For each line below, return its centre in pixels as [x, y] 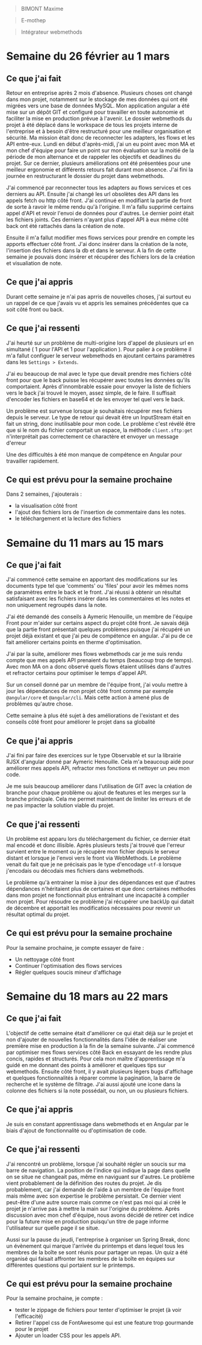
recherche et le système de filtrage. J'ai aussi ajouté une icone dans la [94, 1084]
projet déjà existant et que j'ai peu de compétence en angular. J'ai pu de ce [99, 636]
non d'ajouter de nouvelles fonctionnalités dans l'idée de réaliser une [92, 1039]
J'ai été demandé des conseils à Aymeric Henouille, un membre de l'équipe [99, 617]
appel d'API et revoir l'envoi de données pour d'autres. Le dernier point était [100, 213]
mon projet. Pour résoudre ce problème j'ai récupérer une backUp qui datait [100, 902]
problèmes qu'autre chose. [40, 704]
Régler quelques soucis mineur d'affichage [68, 972]
